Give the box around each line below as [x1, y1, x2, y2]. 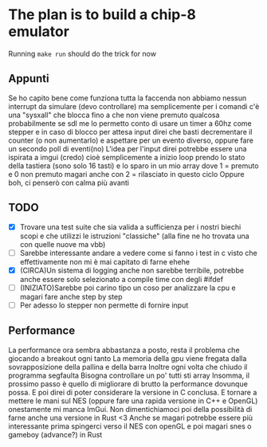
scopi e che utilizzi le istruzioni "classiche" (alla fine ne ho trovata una [19, 231, 249, 241]
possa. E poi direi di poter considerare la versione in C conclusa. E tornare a [8, 387, 257, 397]
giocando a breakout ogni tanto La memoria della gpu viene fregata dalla [8, 353, 247, 363]
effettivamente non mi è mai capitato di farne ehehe [19, 257, 190, 266]
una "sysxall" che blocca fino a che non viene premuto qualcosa [8, 110, 220, 120]
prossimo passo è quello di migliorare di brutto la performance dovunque [8, 378, 249, 388]
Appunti [8, 72, 49, 85]
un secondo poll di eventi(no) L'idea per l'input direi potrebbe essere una [8, 143, 247, 153]
